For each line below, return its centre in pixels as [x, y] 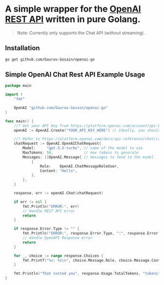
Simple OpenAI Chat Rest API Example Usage [75, 75]
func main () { [20, 121]
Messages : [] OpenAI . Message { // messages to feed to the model [88, 157]
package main [18, 86]
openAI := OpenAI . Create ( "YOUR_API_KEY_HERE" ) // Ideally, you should [87, 130]
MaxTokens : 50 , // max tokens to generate [81, 153]
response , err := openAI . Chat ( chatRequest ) [59, 193]
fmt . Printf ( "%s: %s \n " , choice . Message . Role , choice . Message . [87, 260]
